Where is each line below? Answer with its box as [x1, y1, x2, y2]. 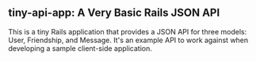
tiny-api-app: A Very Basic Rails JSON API [8, 6, 220, 20]
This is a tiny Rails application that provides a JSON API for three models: [8, 27, 247, 36]
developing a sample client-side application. [8, 43, 153, 53]
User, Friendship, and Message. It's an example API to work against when [8, 35, 249, 45]
